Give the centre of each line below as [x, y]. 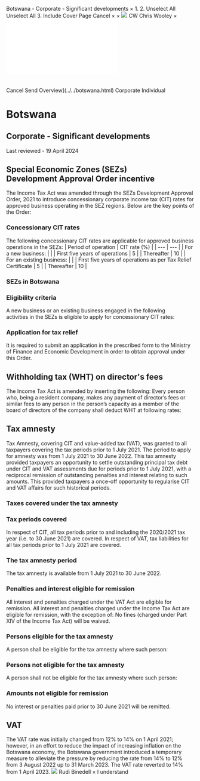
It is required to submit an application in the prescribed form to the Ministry [99, 345]
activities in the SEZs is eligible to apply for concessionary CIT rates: [90, 316]
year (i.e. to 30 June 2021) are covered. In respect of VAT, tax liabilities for [98, 539]
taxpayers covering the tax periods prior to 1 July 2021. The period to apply [99, 450]
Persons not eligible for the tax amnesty [65, 665]
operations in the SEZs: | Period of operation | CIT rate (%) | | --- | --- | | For [99, 247]
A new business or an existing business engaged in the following [86, 310]
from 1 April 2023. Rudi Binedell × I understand [67, 772]
